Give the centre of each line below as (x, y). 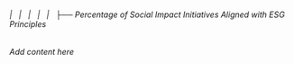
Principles (28, 23)
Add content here (42, 52)
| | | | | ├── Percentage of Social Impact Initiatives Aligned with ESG (147, 14)
